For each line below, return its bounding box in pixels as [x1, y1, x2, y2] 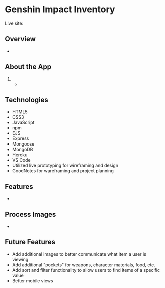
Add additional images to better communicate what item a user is [12, 251, 146, 257]
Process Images [5, 210, 56, 219]
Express [12, 135, 29, 141]
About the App [5, 63, 51, 71]
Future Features [5, 238, 56, 246]
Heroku [12, 152, 28, 158]
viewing [12, 256, 29, 262]
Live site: [5, 20, 24, 26]
